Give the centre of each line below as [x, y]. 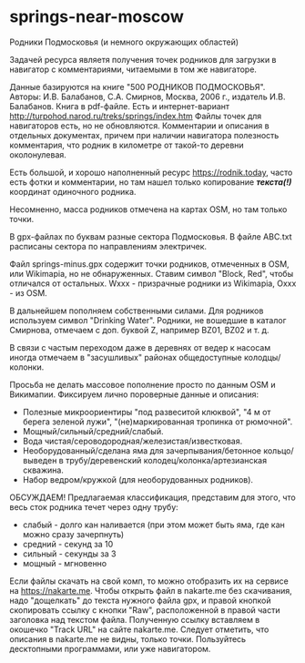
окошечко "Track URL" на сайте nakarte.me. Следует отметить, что [139, 629]
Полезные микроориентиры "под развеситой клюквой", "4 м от [147, 412]
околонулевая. [38, 154]
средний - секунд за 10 [68, 544]
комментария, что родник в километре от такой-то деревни [127, 145]
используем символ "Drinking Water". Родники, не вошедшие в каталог [148, 320]
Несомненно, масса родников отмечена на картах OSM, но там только [148, 209]
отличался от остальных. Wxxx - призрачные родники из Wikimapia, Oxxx [153, 283]
